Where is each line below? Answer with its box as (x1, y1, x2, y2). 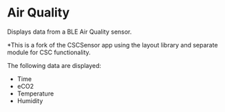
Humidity (17, 96, 43, 104)
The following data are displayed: (7, 61, 102, 69)
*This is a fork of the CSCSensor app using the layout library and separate (7, 41, 218, 49)
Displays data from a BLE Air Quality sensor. (7, 27, 132, 36)
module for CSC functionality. (7, 48, 91, 56)
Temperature (17, 89, 54, 98)
